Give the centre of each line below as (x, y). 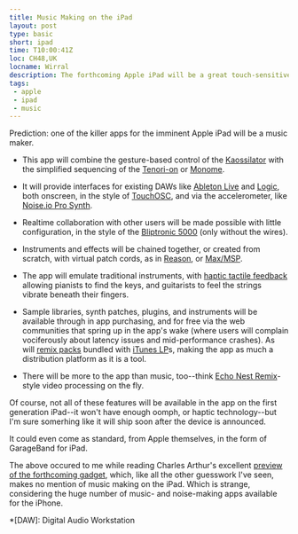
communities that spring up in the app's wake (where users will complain (155, 331)
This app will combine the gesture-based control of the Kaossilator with (153, 160)
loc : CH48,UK (33, 59)
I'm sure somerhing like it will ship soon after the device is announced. (137, 421)
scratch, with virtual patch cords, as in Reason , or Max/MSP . (132, 259)
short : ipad (31, 42)
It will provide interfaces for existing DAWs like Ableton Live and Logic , (151, 186)
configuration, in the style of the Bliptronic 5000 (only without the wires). (155, 232)
